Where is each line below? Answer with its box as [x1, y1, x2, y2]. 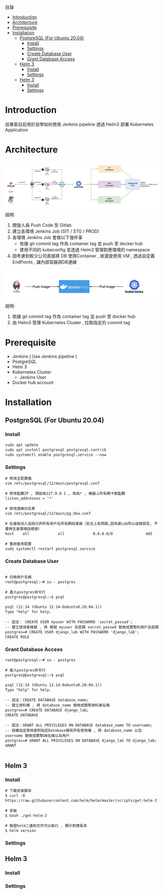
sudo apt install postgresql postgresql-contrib [5, 447, 107, 452]
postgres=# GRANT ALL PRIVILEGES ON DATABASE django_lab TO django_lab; [5, 738, 157, 744]
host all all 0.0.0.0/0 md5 [5, 531, 153, 536]
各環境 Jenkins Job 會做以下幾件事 [12, 234, 82, 240]
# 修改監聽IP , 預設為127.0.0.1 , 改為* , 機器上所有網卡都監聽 [5, 491, 125, 496]
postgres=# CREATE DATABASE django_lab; [5, 708, 89, 713]
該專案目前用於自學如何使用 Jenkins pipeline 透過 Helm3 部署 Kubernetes [5, 121, 154, 127]
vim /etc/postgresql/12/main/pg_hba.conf [5, 511, 91, 516]
